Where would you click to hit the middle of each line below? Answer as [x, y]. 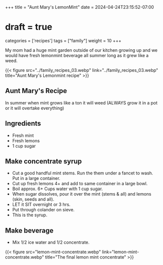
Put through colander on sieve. [43, 210]
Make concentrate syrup [43, 161]
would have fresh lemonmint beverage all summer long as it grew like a [77, 55]
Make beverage [29, 230]
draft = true [29, 27]
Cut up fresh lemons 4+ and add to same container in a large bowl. [80, 184]
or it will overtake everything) [35, 108]
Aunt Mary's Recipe [36, 91]
